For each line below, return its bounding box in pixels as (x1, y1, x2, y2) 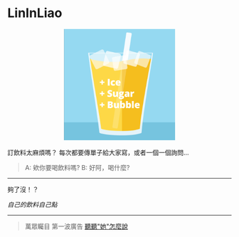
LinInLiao (7, 5, 63, 21)
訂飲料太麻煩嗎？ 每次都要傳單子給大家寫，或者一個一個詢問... (7, 148, 190, 157)
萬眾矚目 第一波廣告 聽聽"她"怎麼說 (24, 222, 128, 231)
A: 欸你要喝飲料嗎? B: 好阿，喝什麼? (24, 163, 130, 172)
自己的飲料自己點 (7, 200, 58, 209)
